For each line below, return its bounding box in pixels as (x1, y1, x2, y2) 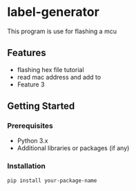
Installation (7, 161, 46, 171)
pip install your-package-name (7, 177, 97, 184)
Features (7, 47, 46, 59)
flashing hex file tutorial (17, 65, 84, 73)
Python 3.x (17, 136, 48, 145)
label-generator (7, 4, 100, 20)
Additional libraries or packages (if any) (17, 144, 130, 152)
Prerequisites (7, 121, 53, 131)
